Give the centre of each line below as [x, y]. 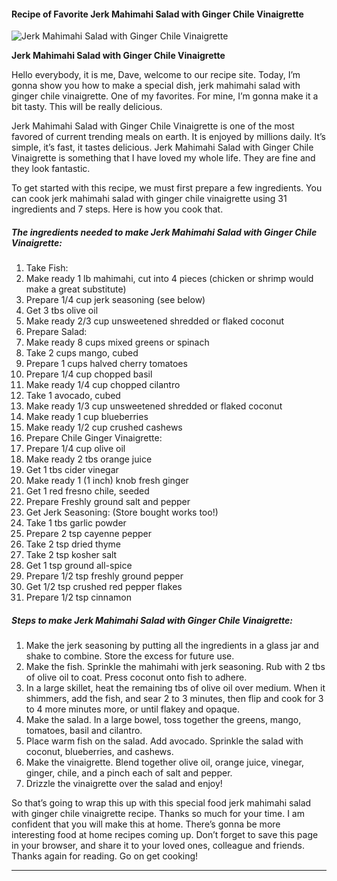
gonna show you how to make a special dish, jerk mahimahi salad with [156, 86]
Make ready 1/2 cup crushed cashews [104, 427]
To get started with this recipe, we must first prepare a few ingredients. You [167, 188]
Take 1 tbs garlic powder [76, 523]
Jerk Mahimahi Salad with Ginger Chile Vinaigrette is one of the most [153, 126]
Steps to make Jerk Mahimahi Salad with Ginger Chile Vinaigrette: [152, 620]
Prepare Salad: [56, 332]
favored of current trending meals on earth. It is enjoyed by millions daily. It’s [168, 137]
